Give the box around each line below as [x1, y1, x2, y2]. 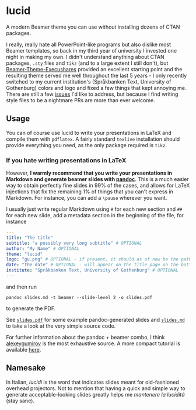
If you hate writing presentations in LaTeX [6, 156, 127, 164]
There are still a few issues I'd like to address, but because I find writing [6, 91, 178, 98]
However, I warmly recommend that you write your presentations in [6, 169, 173, 176]
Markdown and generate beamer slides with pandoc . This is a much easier [6, 176, 189, 183]
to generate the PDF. [6, 305, 56, 312]
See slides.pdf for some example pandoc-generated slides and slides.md [6, 316, 185, 323]
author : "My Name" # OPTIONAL [6, 245, 80, 252]
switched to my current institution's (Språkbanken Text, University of [6, 78, 171, 85]
